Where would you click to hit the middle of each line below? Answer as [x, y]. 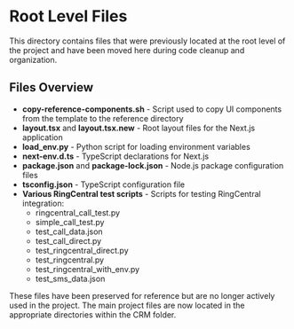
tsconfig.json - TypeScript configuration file [103, 184]
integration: [43, 203]
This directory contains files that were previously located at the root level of [147, 41]
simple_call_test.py [70, 222]
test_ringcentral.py [70, 260]
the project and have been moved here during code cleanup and [127, 50]
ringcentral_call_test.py [78, 212]
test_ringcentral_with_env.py [87, 269]
